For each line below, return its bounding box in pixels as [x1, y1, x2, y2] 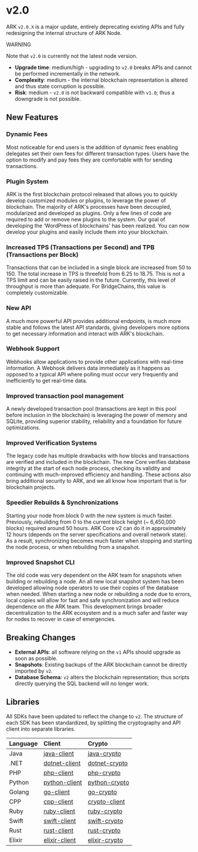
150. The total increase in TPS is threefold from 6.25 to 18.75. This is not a [6, 270, 185, 277]
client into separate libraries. [6, 725, 76, 732]
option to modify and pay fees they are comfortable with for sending [6, 156, 173, 163]
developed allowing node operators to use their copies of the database [6, 584, 179, 591]
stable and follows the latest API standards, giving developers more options [6, 324, 190, 331]
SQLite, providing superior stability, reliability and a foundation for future [6, 418, 182, 425]
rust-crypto [87, 826, 121, 834]
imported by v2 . [14, 667, 53, 674]
